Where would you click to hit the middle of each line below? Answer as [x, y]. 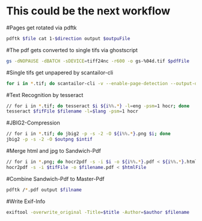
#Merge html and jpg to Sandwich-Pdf [54, 151]
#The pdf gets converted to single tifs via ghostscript [72, 50]
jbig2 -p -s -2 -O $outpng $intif [50, 140]
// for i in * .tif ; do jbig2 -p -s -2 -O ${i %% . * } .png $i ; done [88, 134]
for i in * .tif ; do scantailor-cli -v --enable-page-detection [87, 83]
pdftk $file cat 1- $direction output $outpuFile [68, 38]
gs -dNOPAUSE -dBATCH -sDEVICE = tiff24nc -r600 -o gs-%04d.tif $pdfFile [98, 61]
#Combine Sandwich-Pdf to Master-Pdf [55, 178]
